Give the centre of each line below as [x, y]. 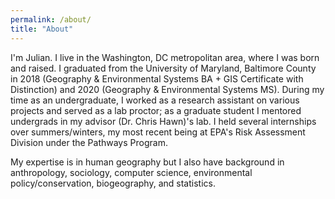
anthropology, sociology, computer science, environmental [131, 172]
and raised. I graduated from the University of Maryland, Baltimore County [163, 68]
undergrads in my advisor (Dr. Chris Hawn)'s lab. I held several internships [163, 121]
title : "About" [42, 29]
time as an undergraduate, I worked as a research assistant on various [155, 100]
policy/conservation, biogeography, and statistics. [113, 183]
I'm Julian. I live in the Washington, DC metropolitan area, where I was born [165, 57]
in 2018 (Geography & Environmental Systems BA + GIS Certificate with [157, 78]
